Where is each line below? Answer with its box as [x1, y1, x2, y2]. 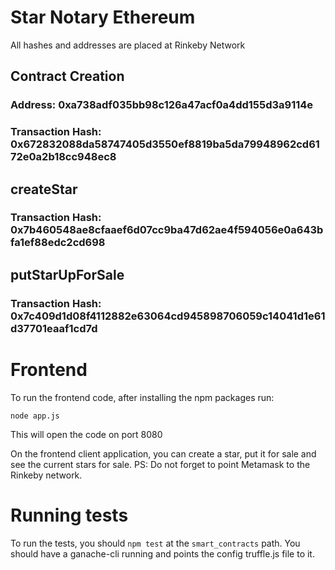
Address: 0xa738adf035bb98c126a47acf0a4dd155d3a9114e [10, 98, 314, 112]
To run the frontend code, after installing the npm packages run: [10, 391, 275, 403]
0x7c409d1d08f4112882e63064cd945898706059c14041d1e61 [10, 309, 326, 323]
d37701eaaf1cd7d [10, 321, 98, 335]
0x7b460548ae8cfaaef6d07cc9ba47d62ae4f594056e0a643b [10, 223, 324, 237]
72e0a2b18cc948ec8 [10, 150, 117, 164]
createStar [10, 181, 78, 198]
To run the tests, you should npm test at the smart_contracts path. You [10, 537, 301, 549]
